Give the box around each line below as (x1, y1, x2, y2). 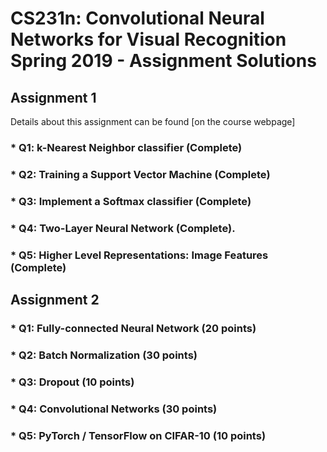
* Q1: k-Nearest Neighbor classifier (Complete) (10, 140, 243, 154)
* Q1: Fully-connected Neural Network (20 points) (10, 321, 257, 335)
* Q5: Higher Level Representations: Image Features (10, 248, 269, 262)
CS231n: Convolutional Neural (10, 7, 265, 30)
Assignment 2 (10, 292, 100, 308)
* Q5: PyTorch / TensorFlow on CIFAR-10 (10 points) (10, 428, 267, 442)
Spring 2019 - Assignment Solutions (10, 50, 317, 72)
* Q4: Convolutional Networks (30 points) (10, 402, 218, 416)
